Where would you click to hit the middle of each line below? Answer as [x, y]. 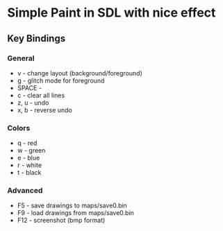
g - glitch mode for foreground [61, 80]
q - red [27, 143]
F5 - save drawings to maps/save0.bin [72, 205]
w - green [31, 151]
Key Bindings [36, 38]
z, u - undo [33, 103]
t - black [29, 173]
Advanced [25, 191]
